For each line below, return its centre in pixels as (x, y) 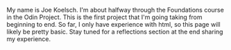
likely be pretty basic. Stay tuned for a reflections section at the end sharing (115, 32)
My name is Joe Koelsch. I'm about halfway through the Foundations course (115, 10)
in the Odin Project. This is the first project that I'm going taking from (104, 17)
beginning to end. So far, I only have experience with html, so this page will (113, 24)
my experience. (29, 39)
